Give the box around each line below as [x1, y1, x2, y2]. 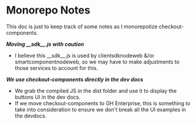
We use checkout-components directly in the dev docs [6, 76, 143, 83]
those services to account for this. [14, 64, 99, 71]
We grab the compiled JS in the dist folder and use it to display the [14, 87, 177, 94]
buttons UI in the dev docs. [14, 93, 81, 100]
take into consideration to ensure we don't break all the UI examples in [14, 106, 187, 113]
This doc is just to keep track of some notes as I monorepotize [6, 23, 158, 30]
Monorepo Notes [6, 4, 90, 17]
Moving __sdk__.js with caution [6, 41, 84, 48]
